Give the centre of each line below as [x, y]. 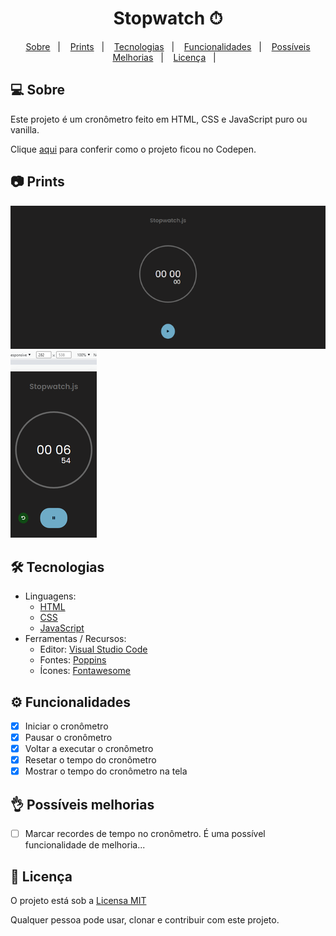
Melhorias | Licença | [164, 57]
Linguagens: [50, 596]
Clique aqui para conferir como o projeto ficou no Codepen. [133, 149]
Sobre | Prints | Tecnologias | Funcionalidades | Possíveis [168, 46]
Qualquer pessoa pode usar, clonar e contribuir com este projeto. [145, 919]
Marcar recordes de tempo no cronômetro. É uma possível [145, 834]
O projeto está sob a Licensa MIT [78, 900]
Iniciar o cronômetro [66, 726]
